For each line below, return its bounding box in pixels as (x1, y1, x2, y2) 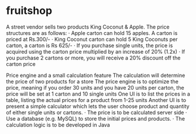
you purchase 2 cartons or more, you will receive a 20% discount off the (6, 54, 181, 61)
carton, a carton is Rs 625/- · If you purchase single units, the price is (6, 42, 173, 49)
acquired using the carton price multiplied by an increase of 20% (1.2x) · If (6, 48, 185, 55)
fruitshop (6, 4, 53, 17)
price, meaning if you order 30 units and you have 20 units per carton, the (6, 84, 184, 91)
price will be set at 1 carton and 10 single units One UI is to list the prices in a (6, 90, 190, 97)
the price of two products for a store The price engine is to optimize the (6, 77, 178, 85)
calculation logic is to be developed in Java (6, 121, 110, 128)
